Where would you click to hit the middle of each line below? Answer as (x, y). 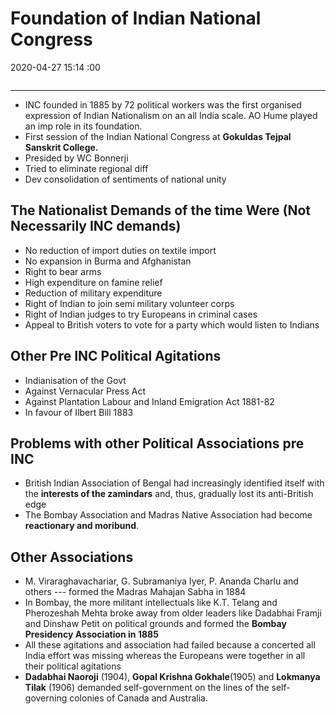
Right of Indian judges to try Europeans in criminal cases (141, 314)
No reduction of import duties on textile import (120, 250)
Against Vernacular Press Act (85, 391)
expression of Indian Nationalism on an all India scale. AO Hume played (171, 115)
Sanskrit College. (61, 147)
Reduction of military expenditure (93, 293)
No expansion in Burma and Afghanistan (108, 261)
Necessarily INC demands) (96, 226)
